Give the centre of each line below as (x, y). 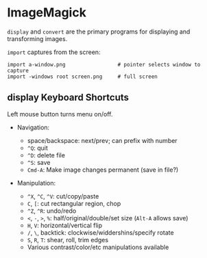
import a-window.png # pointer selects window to (104, 64)
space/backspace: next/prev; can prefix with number (102, 140)
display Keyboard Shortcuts (68, 98)
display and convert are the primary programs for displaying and (99, 31)
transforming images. (37, 38)
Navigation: (33, 127)
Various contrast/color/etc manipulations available (98, 247)
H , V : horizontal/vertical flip (65, 225)
